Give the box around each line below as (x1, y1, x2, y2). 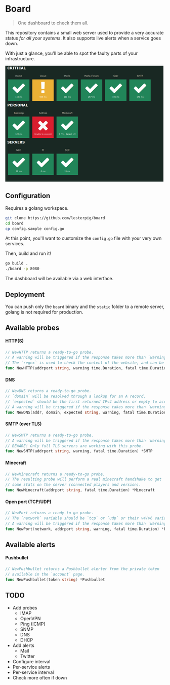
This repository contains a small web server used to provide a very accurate (5, 29, 164, 35)
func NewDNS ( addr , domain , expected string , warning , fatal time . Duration (5, 410, 166, 415)
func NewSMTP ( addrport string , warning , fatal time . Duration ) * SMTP (5, 449, 153, 454)
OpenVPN (20, 615, 41, 621)
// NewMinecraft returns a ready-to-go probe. (5, 472, 105, 477)
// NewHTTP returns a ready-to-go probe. (5, 350, 94, 355)
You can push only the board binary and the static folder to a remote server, (5, 303, 164, 310)
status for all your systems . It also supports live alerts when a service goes (5, 35, 161, 41)
